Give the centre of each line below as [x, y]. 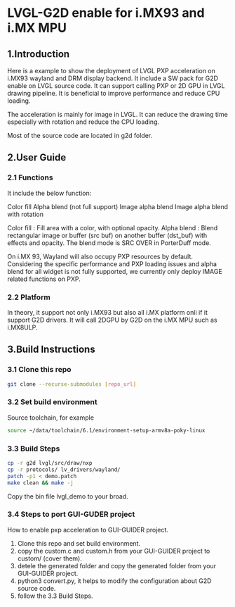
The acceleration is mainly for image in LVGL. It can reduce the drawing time [117, 114]
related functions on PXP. [44, 279]
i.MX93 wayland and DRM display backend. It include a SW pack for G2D [113, 78]
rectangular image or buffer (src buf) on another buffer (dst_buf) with [107, 235]
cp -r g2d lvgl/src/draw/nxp [50, 463]
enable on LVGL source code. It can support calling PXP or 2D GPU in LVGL [116, 86]
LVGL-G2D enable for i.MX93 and [106, 13]
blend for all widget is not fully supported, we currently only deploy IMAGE [115, 271]
